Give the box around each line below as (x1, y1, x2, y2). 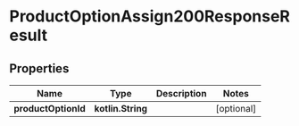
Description (155, 88, 207, 99)
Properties (9, 61, 70, 76)
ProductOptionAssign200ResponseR (9, 6, 290, 27)
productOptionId (13, 103, 87, 114)
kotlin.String (94, 103, 148, 114)
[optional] (215, 103, 257, 114)
